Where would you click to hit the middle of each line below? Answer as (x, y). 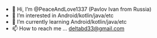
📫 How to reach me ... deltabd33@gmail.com (68, 28)
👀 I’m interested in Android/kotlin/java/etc (63, 15)
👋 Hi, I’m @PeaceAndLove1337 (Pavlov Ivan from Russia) (81, 9)
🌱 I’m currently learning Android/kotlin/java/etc (69, 22)
